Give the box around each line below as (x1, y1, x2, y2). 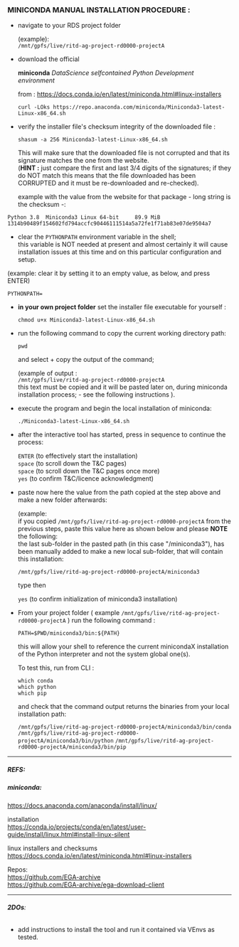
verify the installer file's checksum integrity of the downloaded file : (17, 122, 216, 131)
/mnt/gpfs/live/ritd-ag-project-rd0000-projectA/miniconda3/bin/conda (17, 724, 232, 731)
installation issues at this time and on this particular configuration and (17, 247, 222, 257)
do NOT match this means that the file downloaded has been (17, 171, 196, 180)
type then (17, 581, 46, 589)
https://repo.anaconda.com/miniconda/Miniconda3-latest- (53, 104, 225, 111)
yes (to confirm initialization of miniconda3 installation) (17, 595, 178, 604)
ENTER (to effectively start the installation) (17, 451, 138, 460)
